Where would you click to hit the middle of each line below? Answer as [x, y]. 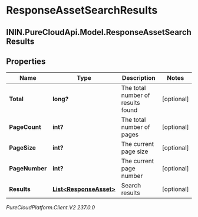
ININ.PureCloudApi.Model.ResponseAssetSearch [99, 32]
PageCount [25, 127]
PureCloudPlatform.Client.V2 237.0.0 [51, 208]
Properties [26, 61]
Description [139, 78]
